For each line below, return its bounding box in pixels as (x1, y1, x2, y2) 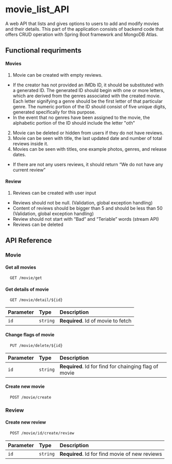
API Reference (5, 236, 52, 245)
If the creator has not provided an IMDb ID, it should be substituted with (12, 82, 164, 88)
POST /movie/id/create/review (10, 430, 74, 435)
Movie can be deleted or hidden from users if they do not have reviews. (12, 129, 164, 136)
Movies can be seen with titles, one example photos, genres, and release (12, 146, 167, 152)
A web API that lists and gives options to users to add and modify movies (5, 20, 159, 27)
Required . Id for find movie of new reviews (59, 450, 162, 457)
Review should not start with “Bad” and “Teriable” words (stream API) (12, 216, 159, 222)
